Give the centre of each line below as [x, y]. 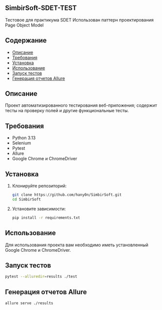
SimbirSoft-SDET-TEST [41, 8]
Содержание [26, 40]
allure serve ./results [29, 303]
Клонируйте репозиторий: [39, 186]
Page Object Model [24, 25]
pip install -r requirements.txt [46, 217]
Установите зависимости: [39, 209]
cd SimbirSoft [26, 199]
